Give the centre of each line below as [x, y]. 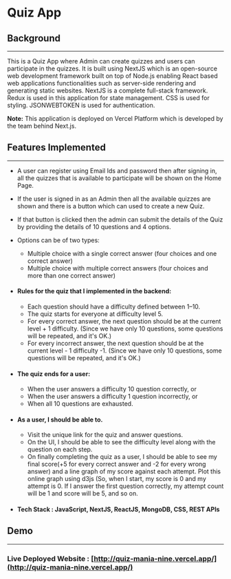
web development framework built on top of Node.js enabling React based [112, 76]
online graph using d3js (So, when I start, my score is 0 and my [117, 479]
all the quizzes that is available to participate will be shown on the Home [119, 178]
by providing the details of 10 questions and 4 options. [94, 226]
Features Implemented [57, 147]
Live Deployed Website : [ [51, 558]
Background [34, 38]
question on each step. [60, 449]
